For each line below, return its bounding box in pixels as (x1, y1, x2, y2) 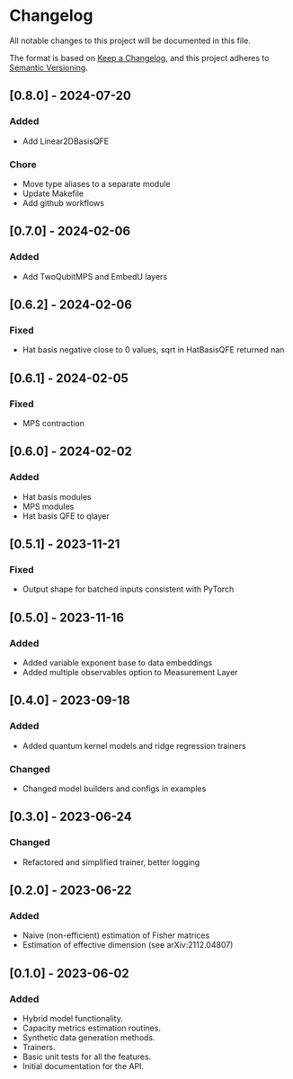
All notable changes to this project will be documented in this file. (9, 35, 252, 46)
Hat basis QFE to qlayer (22, 510, 111, 522)
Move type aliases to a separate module (22, 178, 171, 189)
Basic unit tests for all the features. (22, 1051, 152, 1062)
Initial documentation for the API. (22, 1061, 145, 1072)
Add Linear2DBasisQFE (22, 136, 110, 147)
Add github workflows (22, 197, 105, 208)
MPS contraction (22, 417, 85, 428)
